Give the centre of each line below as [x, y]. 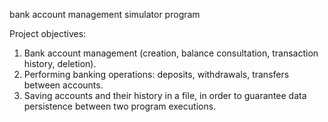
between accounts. [63, 85]
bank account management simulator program [105, 14]
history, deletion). [60, 63]
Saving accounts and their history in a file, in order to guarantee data [165, 95]
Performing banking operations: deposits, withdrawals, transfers [156, 74]
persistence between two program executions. [120, 106]
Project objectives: [48, 33]
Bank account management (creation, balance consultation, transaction [171, 53]
